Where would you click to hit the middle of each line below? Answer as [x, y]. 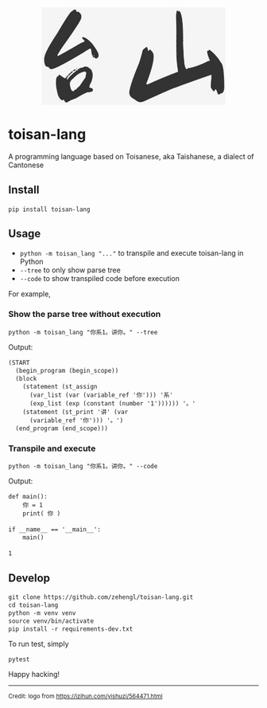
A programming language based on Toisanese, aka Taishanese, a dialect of [131, 156]
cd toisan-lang [33, 605]
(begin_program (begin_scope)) [67, 370]
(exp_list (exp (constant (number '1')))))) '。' [112, 403]
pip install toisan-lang [49, 209]
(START [19, 362]
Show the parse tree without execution [85, 315]
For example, [30, 294]
